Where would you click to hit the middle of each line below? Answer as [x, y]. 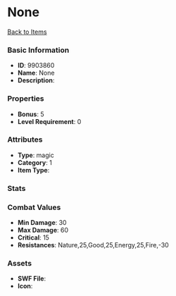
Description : [36, 80]
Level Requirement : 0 [49, 121]
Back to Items [27, 32]
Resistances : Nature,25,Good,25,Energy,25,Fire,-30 [93, 245]
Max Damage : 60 [43, 230]
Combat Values [34, 207]
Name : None [36, 73]
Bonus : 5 [31, 114]
